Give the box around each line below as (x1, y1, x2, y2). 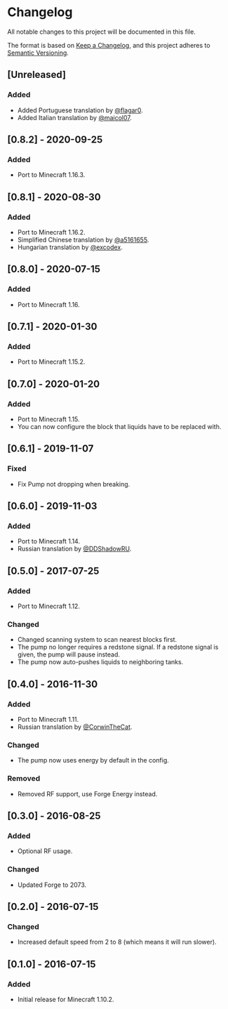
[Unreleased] (7, 69, 67, 81)
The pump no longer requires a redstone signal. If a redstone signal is (17, 643, 219, 652)
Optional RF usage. (17, 847, 73, 855)
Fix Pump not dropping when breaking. (17, 480, 130, 488)
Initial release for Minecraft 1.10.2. (17, 995, 114, 1004)
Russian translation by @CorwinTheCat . (17, 723, 133, 731)
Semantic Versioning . (7, 48, 69, 57)
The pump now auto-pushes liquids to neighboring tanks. (17, 658, 184, 666)
